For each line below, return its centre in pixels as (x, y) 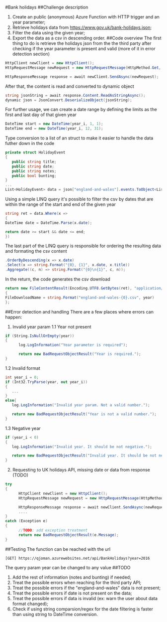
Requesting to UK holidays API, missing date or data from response (81, 470)
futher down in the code (30, 144)
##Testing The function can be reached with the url (58, 549)
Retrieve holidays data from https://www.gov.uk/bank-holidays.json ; (82, 27)
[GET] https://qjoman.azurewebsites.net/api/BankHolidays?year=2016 (78, 558)
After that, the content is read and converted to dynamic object (70, 86)
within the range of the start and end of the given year (60, 204)
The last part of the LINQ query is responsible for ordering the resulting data (83, 246)
